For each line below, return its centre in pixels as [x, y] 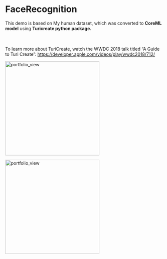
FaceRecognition [41, 9]
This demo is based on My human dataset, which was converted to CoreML [83, 23]
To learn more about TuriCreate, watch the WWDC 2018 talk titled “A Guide [82, 49]
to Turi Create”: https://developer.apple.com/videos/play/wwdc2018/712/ [80, 54]
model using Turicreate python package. [48, 28]
